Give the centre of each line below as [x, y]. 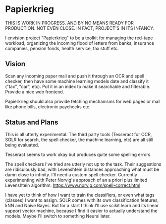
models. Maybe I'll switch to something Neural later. [58, 216]
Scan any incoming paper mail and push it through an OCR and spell [75, 76]
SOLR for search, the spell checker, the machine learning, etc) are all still [79, 140]
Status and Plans [32, 122]
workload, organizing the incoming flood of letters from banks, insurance [80, 43]
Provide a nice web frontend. [35, 92]
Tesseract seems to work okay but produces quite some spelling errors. [79, 154]
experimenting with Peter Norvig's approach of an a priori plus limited [76, 180]
